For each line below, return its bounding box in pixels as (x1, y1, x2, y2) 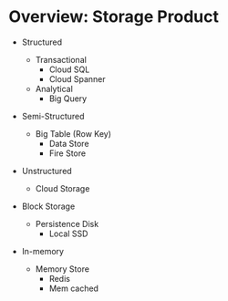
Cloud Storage (35, 182, 90, 193)
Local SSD (48, 228, 88, 239)
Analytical (35, 83, 74, 94)
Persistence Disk (35, 218, 99, 229)
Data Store (48, 138, 89, 149)
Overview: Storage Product (8, 6, 220, 27)
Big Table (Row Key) (35, 128, 111, 139)
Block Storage (21, 201, 76, 212)
